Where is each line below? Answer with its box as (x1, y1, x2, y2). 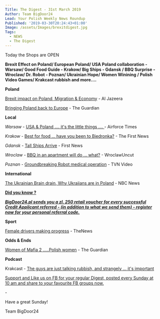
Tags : (5, 30, 16, 34)
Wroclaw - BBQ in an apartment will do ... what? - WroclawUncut (5, 152, 134, 158)
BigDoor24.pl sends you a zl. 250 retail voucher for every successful (5, 199, 146, 205)
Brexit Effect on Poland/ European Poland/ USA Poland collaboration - (5, 61, 147, 67)
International (5, 171, 31, 176)
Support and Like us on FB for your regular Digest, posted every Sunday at (5, 275, 154, 281)
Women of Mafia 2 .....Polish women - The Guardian (5, 247, 108, 253)
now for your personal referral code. (5, 209, 80, 215)
